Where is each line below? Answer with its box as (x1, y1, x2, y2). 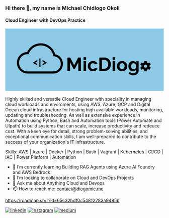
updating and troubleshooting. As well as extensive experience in (5, 112, 140, 118)
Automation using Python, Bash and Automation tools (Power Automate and (5, 117, 162, 123)
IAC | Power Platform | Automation (5, 154, 76, 160)
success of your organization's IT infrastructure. (5, 139, 106, 145)
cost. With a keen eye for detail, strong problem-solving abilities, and (5, 128, 148, 134)
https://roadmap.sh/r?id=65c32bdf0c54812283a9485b (5, 197, 120, 203)
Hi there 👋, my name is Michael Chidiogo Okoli (5, 5, 120, 12)
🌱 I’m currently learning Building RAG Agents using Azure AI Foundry (12, 164, 155, 170)
